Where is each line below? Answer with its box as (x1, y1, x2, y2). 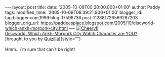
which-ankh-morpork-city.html (5, 25, 68, 31)
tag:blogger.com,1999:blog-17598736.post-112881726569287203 (5, 15, 138, 20)
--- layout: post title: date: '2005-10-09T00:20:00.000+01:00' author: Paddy (5, 4, 161, 10)
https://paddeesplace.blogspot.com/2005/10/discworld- (40, 20, 155, 26)
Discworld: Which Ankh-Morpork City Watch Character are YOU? (5, 31, 137, 36)
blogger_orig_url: (5, 20, 40, 26)
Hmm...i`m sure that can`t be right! (5, 47, 75, 52)
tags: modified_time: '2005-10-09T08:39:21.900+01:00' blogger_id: (5, 9, 143, 15)
